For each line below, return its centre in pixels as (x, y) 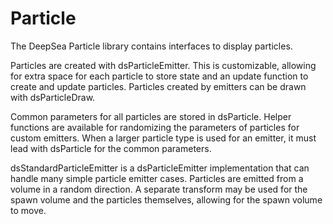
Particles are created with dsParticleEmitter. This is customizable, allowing (163, 65)
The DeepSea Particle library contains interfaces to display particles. (151, 46)
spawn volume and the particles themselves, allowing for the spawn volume (166, 199)
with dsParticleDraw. (53, 97)
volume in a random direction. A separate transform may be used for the (159, 189)
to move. (28, 210)
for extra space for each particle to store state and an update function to (159, 76)
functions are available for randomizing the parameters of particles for (155, 127)
